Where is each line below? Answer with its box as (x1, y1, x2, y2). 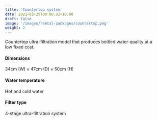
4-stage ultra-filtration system (5, 110, 66, 116)
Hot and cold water (5, 88, 44, 94)
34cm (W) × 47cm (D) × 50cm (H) (5, 66, 74, 72)
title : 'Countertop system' (5, 7, 63, 12)
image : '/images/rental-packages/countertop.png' (5, 21, 109, 26)
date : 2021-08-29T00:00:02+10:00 (5, 12, 74, 17)
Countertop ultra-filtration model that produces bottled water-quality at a (5, 39, 153, 45)
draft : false (5, 16, 32, 21)
